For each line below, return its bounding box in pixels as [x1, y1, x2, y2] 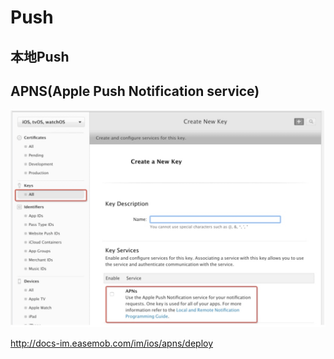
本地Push [10, 48, 70, 65]
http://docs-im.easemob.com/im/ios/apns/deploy [10, 337, 214, 350]
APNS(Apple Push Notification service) [10, 82, 260, 100]
